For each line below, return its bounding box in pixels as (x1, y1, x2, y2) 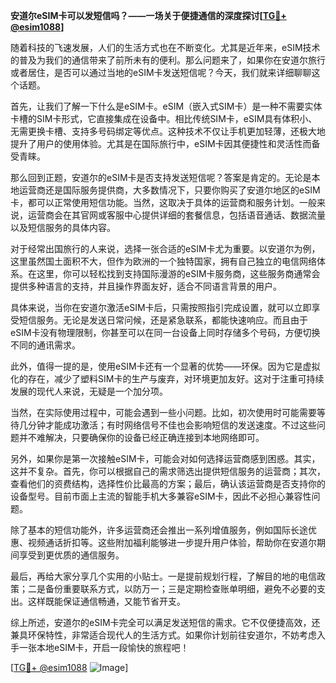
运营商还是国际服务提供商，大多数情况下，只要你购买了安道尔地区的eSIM (18, 184, 321, 196)
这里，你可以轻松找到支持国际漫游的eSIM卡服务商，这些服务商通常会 (36, 268, 321, 279)
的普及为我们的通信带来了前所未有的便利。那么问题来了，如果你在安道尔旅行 (10, 54, 326, 66)
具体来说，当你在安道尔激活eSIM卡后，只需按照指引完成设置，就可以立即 (10, 302, 312, 313)
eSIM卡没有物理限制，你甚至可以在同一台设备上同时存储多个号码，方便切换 (10, 327, 321, 338)
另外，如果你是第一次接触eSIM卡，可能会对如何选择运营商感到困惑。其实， (10, 453, 321, 464)
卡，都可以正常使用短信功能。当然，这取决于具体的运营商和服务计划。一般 (10, 197, 317, 208)
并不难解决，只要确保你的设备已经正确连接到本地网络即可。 (18, 432, 265, 443)
